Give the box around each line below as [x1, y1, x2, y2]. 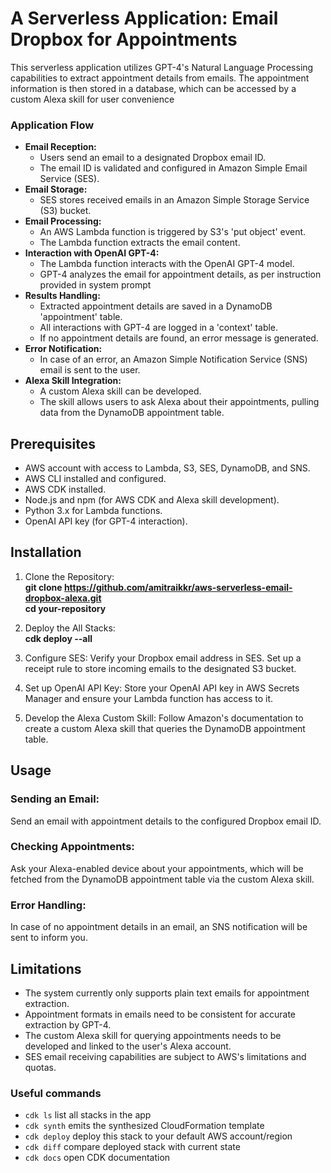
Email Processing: [24, 215, 102, 227]
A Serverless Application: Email [10, 7, 279, 30]
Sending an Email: [10, 792, 100, 806]
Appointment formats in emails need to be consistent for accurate [24, 1008, 297, 1020]
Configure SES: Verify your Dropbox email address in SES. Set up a [24, 652, 302, 664]
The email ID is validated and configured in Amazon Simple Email [39, 162, 308, 174]
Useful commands [10, 1086, 102, 1100]
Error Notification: [24, 343, 103, 355]
